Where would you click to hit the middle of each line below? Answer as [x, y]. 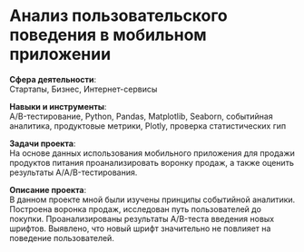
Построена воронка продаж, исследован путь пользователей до [135, 208]
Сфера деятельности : [53, 79]
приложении [60, 54]
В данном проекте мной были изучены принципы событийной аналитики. [152, 199]
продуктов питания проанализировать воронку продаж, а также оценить [152, 162]
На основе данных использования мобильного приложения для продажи [152, 153]
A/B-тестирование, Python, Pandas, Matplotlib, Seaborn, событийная [142, 116]
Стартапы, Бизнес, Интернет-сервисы [83, 89]
